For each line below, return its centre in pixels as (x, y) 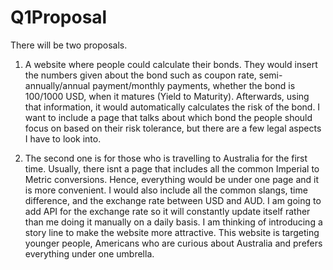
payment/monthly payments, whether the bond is (194, 85)
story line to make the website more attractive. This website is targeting (172, 232)
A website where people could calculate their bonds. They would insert (171, 64)
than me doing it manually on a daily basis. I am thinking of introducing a (173, 222)
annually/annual (57, 85)
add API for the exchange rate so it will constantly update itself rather (167, 211)
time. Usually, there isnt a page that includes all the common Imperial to (172, 168)
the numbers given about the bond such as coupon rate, (140, 75)
